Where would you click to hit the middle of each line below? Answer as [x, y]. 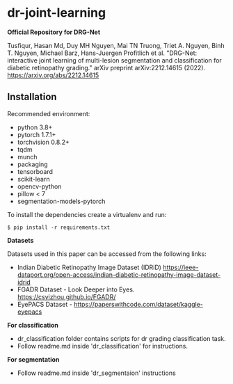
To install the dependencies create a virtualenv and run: [87, 214]
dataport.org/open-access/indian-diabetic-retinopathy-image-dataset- [119, 274]
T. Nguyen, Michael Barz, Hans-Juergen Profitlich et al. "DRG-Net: [102, 53]
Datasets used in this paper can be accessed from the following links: [107, 254]
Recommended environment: [49, 113]
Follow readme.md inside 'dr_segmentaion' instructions [96, 373]
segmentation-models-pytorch [61, 201]
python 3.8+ [35, 127]
